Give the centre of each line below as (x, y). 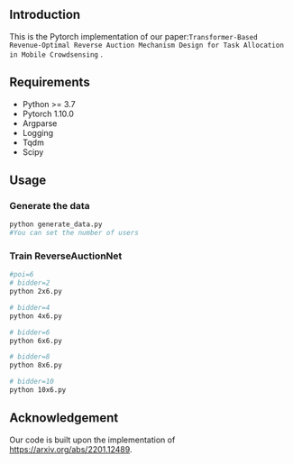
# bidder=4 (30, 307)
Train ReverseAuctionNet (66, 256)
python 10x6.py (38, 390)
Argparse (40, 123)
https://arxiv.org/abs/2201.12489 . (71, 449)
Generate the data (50, 205)
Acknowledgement (64, 418)
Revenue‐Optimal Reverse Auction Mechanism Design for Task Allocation (146, 45)
